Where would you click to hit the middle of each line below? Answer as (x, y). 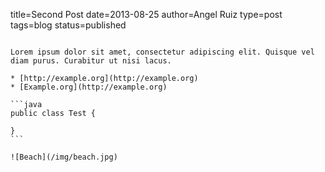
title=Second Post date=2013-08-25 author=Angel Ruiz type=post (146, 14)
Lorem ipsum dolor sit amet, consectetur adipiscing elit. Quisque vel (162, 52)
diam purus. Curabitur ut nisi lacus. (91, 61)
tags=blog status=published (68, 25)
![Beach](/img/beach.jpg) (64, 157)
